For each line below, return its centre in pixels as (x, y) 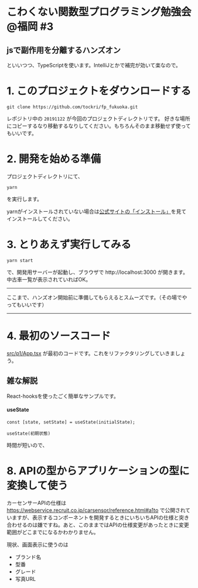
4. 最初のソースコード (59, 336)
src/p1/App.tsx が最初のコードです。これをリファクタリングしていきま (91, 353)
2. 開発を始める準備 (54, 159)
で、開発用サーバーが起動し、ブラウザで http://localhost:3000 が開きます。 (97, 272)
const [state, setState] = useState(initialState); (71, 422)
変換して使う (37, 485)
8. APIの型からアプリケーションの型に (98, 471)
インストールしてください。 (40, 219)
